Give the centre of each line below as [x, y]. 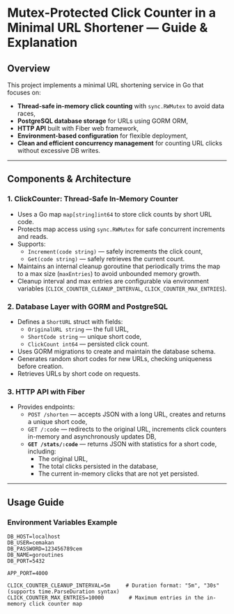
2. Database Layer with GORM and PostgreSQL [88, 307]
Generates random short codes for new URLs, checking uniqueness [115, 358]
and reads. [33, 236]
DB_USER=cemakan [31, 543]
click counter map [55, 604]
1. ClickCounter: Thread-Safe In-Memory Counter [93, 199]
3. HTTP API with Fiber [46, 391]
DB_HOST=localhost [34, 536]
